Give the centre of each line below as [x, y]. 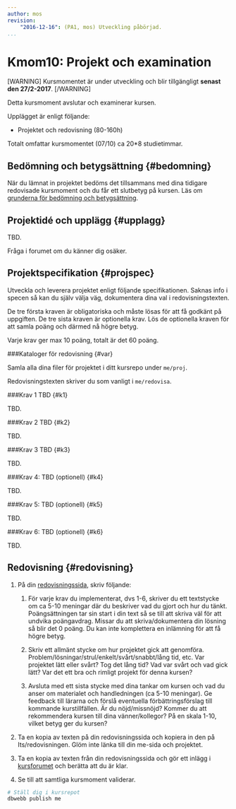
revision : [22, 20]
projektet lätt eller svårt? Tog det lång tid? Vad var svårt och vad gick [128, 664]
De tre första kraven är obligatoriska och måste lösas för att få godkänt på [114, 311]
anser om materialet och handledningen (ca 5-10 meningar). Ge [120, 693]
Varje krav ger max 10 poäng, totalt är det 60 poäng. [83, 340]
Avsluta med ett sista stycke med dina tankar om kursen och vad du [126, 685]
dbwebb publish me [34, 799]
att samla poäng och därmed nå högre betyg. [73, 326]
